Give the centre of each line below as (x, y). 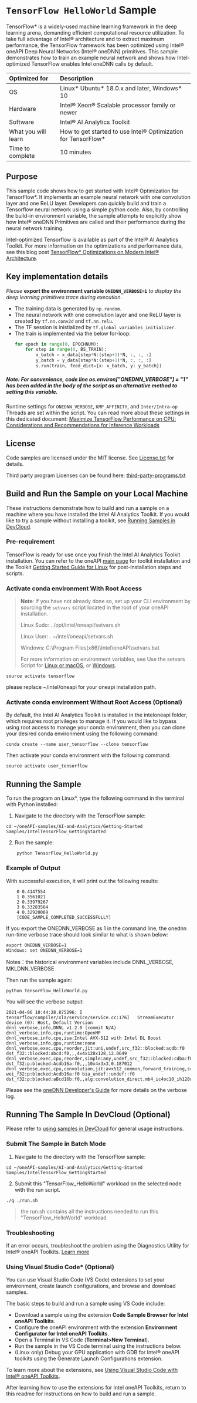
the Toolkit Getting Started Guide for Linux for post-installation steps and (94, 567)
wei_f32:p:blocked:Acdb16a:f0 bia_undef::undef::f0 (70, 1074)
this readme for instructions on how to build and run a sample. (81, 1394)
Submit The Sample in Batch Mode (56, 1144)
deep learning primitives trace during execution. (64, 297)
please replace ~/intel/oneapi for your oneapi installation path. (81, 687)
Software (21, 122)
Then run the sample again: (39, 980)
